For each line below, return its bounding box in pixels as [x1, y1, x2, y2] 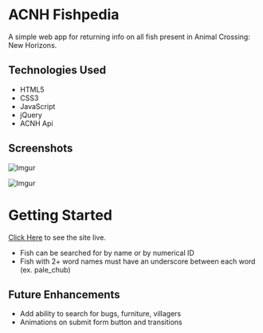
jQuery [19, 110, 42, 119]
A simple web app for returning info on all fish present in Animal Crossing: [8, 32, 251, 41]
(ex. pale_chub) [19, 264, 71, 274]
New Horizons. [8, 40, 57, 49]
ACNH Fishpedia [8, 6, 120, 24]
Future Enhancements [8, 288, 121, 301]
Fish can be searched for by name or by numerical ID [19, 248, 195, 257]
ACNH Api [19, 118, 53, 128]
